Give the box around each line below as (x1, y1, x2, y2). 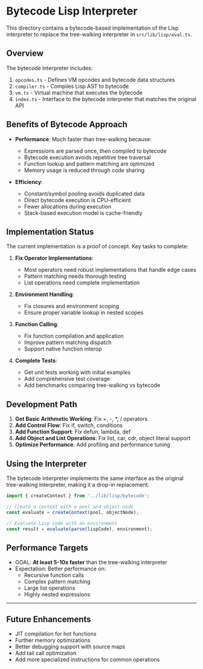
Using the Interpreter (6, 458, 87, 469)
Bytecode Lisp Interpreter (6, 4, 138, 18)
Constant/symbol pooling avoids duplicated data (24, 189, 145, 197)
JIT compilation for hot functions (14, 630, 97, 637)
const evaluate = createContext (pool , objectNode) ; (6, 509, 139, 515)
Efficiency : (14, 178, 43, 185)
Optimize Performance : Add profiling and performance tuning (14, 441, 170, 449)
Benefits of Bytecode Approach (6, 119, 128, 130)
